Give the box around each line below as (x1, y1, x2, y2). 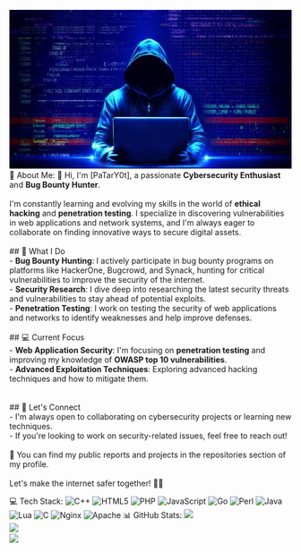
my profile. (9, 458, 49, 470)
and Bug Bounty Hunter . (9, 179, 101, 190)
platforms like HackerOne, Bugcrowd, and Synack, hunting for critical (9, 265, 265, 276)
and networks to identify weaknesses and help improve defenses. (9, 312, 253, 323)
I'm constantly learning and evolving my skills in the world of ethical (9, 198, 262, 208)
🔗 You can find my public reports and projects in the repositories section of (9, 449, 287, 460)
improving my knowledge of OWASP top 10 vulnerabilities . (9, 354, 228, 365)
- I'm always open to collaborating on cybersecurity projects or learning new (9, 411, 292, 421)
